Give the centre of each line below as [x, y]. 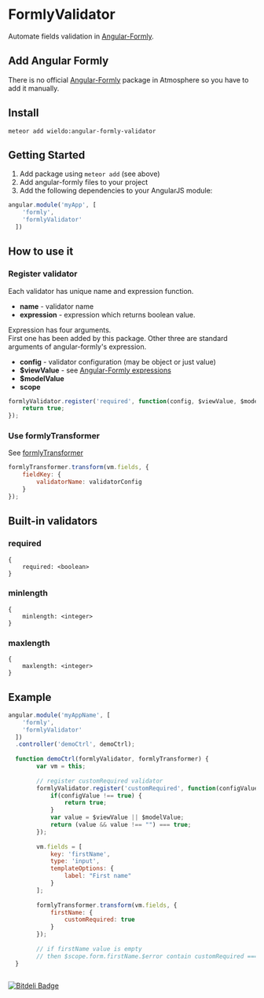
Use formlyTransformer [54, 436]
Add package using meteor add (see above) [90, 174]
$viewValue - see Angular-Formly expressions [95, 370]
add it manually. [34, 88]
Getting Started [47, 155]
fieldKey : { [42, 475]
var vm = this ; [61, 767]
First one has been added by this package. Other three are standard [118, 338]
